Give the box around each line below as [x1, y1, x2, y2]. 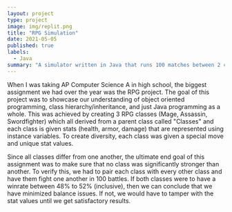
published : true [7, 42, 54, 49]
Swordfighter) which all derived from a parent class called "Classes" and [7, 117, 214, 125]
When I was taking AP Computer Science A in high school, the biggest [7, 80, 207, 88]
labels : [7, 49, 30, 56]
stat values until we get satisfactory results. [7, 196, 131, 204]
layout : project [7, 10, 54, 17]
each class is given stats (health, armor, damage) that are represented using [7, 124, 224, 133]
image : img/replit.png [7, 23, 72, 30]
